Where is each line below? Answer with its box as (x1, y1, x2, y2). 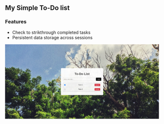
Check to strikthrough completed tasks (12, 29, 91, 35)
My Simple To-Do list (5, 4, 70, 12)
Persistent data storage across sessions (12, 34, 93, 40)
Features (5, 18, 27, 25)
